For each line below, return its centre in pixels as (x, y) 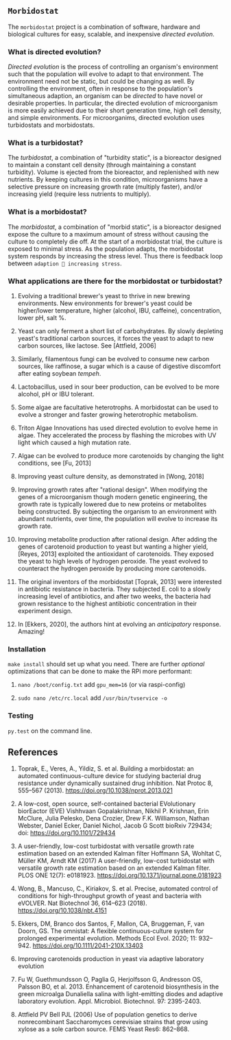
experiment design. (45, 611)
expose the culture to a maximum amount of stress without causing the (108, 234)
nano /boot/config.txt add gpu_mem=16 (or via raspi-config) (101, 685)
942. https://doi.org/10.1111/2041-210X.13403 (80, 945)
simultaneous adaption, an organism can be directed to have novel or (106, 96)
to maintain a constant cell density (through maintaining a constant (102, 165)
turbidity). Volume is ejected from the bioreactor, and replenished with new (113, 172)
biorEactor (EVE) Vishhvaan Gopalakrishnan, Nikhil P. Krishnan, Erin (113, 811)
